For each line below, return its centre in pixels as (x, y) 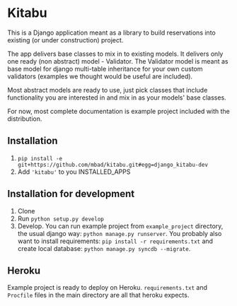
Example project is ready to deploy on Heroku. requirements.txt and (107, 288)
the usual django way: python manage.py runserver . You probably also (120, 233)
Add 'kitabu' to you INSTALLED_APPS (74, 172)
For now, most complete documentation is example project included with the (118, 111)
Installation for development (71, 194)
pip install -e (40, 158)
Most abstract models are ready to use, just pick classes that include (108, 90)
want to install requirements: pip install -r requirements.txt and (115, 241)
